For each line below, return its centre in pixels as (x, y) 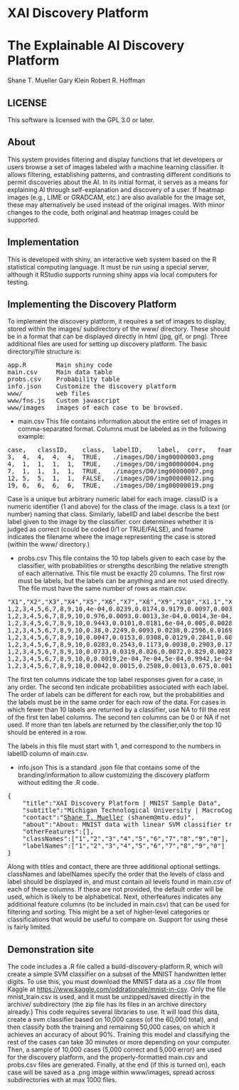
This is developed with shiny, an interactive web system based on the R (112, 259)
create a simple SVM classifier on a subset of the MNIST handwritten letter (117, 974)
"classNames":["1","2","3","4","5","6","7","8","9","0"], (126, 839)
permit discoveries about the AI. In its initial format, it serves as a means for (118, 182)
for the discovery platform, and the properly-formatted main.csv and (108, 1057)
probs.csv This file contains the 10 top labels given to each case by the (122, 558)
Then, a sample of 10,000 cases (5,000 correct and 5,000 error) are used (115, 1049)
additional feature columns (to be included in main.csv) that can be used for (118, 904)
